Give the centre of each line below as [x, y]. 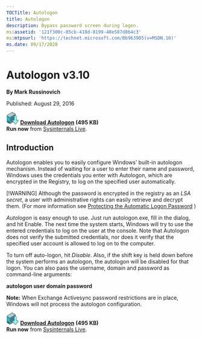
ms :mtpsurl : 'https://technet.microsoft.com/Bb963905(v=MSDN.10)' [91, 38]
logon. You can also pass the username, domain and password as [88, 268]
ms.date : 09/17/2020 [32, 45]
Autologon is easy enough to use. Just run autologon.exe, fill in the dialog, [98, 218]
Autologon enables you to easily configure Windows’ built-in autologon [94, 162]
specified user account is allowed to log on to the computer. [81, 243]
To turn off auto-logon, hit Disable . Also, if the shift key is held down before [100, 255]
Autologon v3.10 [48, 75]
